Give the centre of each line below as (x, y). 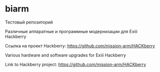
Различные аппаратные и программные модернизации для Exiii (71, 31)
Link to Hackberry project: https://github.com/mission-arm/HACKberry (76, 64)
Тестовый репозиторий (29, 22)
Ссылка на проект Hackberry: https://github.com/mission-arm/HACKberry (80, 46)
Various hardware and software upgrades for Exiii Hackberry (65, 55)
